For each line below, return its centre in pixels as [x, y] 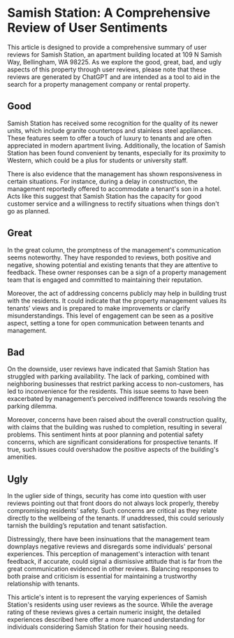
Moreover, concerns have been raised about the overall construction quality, [117, 420]
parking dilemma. [32, 406]
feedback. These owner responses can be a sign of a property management [117, 272]
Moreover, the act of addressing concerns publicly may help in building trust [117, 293]
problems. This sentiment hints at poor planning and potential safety [105, 434]
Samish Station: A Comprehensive [109, 13]
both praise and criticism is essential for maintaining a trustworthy [102, 576]
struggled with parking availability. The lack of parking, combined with [108, 376]
